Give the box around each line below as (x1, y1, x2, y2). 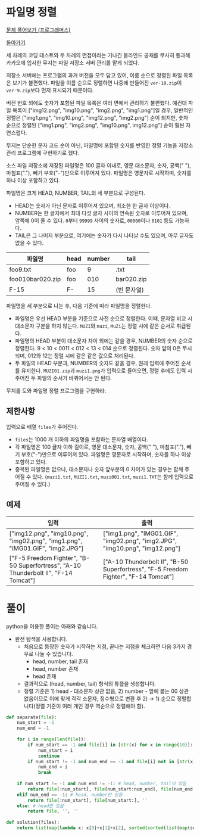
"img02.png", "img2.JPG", (103, 537, 177, 545)
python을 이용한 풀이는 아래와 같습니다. (6, 623, 98, 630)
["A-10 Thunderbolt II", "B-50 (103, 558, 189, 566)
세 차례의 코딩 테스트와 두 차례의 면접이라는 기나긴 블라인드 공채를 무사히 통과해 (6, 51, 190, 58)
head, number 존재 (32, 665, 79, 672)
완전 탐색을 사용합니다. (14, 635, 68, 642)
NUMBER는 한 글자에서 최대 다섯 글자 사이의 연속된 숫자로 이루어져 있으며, (14, 209, 189, 216)
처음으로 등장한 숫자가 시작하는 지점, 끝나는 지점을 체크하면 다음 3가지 (23, 643, 186, 650)
